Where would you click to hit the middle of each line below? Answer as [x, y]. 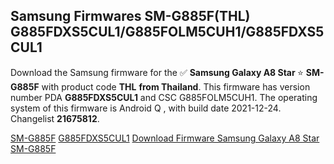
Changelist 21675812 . [55, 118]
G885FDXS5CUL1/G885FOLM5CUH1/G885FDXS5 [167, 32]
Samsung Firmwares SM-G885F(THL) [130, 16]
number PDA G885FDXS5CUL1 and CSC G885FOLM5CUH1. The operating [164, 97]
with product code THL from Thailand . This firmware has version [176, 86]
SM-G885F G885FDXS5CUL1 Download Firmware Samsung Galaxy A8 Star [165, 138]
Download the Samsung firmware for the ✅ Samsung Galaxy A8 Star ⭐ [157, 72]
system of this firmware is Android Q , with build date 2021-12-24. [146, 108]
